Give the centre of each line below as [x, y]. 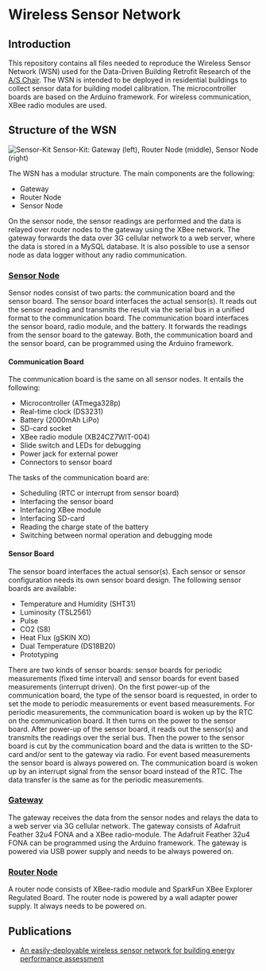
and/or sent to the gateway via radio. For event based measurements [138, 754]
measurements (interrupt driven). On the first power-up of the [109, 686]
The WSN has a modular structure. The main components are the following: [132, 173]
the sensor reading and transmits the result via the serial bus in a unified [126, 310]
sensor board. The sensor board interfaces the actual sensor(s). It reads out [133, 301]
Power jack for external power [69, 454]
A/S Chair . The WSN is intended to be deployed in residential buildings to [128, 80]
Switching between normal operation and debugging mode [116, 535]
